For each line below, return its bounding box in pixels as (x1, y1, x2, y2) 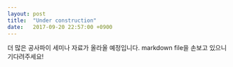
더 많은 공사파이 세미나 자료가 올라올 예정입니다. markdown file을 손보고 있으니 (7, 44, 227, 52)
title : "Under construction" (7, 17, 97, 24)
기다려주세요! (7, 52, 44, 61)
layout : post (7, 10, 46, 18)
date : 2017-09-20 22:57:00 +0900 (7, 23, 113, 30)
